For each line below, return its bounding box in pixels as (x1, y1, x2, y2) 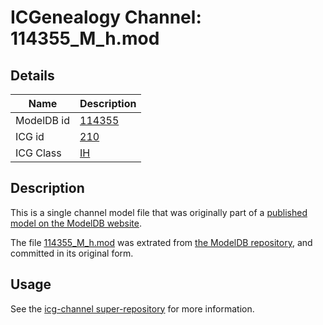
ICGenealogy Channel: (10, 6, 202, 29)
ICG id (15, 130, 45, 143)
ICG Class (15, 146, 62, 160)
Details (10, 67, 55, 84)
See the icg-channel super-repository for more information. (10, 302, 255, 315)
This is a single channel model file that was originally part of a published (10, 206, 308, 218)
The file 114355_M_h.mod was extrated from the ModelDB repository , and (10, 236, 313, 248)
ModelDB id (15, 114, 71, 127)
